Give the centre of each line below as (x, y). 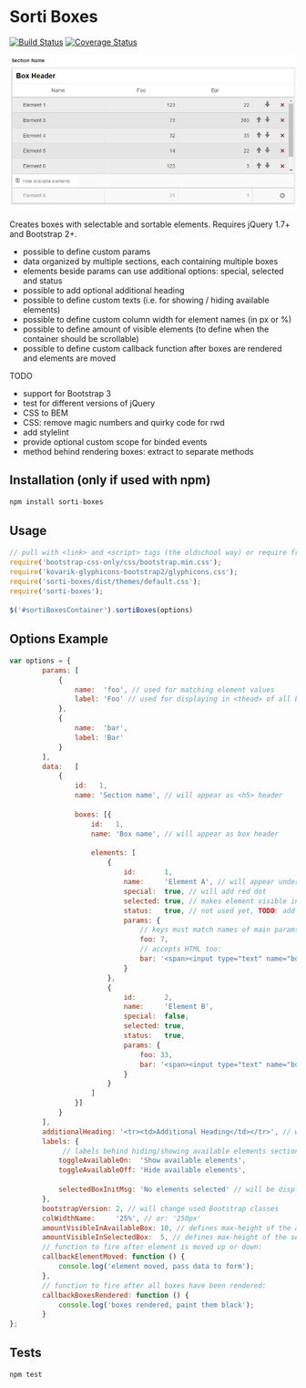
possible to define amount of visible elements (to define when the (146, 329)
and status (42, 281)
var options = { (40, 661)
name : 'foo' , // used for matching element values (174, 690)
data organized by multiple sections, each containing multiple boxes (150, 261)
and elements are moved (69, 358)
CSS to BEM (45, 413)
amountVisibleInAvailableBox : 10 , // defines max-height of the (167, 1228)
